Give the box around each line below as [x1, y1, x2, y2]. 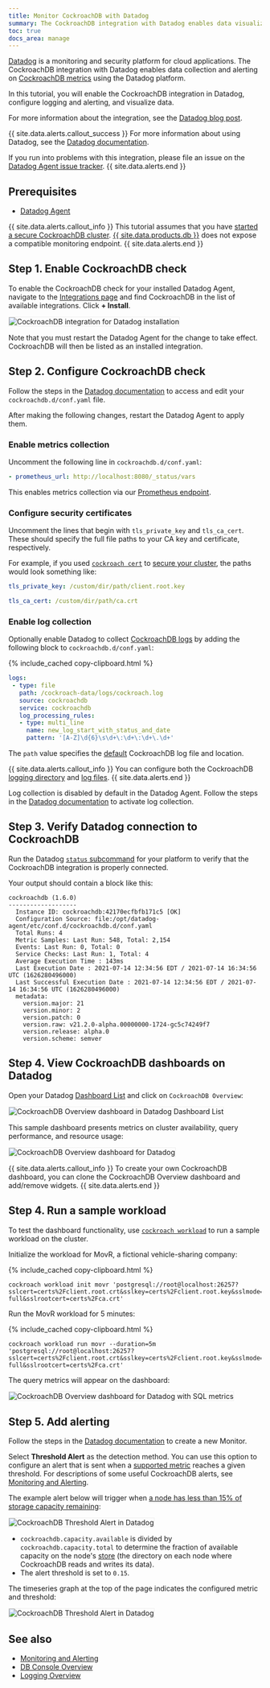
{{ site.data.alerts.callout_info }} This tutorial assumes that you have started [8, 222, 259, 232]
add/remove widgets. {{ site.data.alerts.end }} [8, 1180, 161, 1190]
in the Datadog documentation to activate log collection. [8, 797, 194, 807]
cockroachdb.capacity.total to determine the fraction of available [19, 1542, 239, 1552]
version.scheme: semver [22, 1034, 103, 1042]
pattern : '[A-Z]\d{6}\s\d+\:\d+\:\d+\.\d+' [26, 734, 174, 742]
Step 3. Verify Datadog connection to [8, 820, 198, 834]
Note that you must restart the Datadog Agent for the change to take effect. [8, 332, 259, 342]
